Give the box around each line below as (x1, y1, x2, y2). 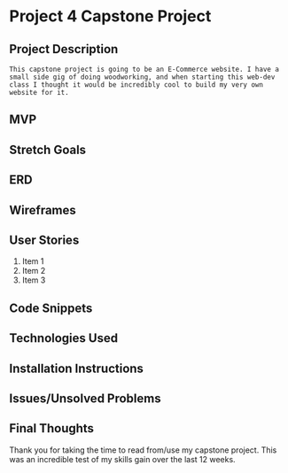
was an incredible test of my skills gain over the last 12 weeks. (9, 454, 237, 464)
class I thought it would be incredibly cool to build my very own (9, 81, 264, 89)
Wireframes (9, 202, 77, 218)
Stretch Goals (9, 142, 87, 157)
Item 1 (21, 256, 44, 267)
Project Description (9, 42, 119, 57)
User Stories (9, 232, 80, 247)
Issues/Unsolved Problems (9, 391, 161, 406)
